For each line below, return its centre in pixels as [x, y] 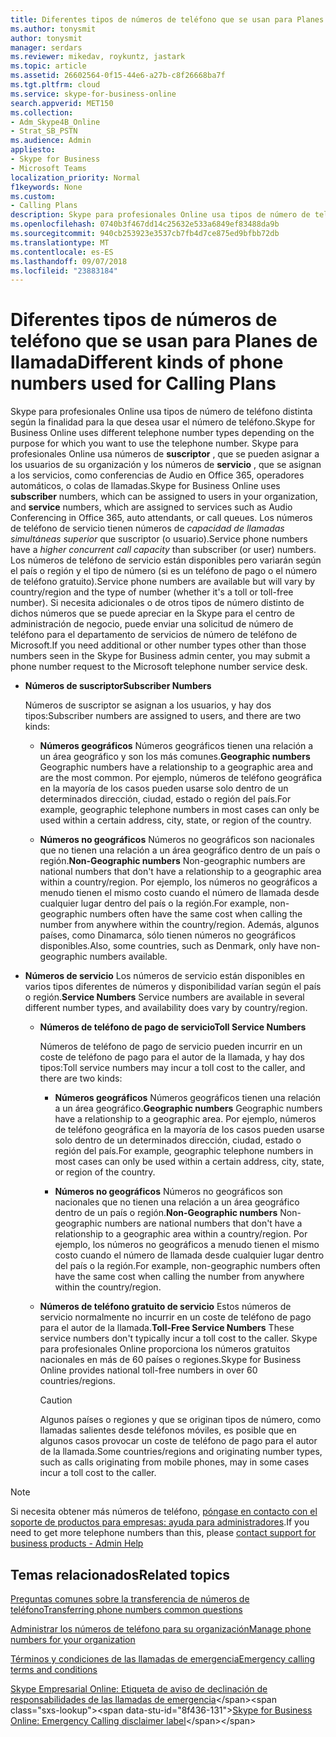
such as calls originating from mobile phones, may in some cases [174, 1462]
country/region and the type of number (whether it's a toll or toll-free [152, 592]
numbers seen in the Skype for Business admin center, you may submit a [160, 656]
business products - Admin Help [77, 1543]
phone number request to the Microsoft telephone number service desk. [159, 667]
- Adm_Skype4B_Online [55, 122]
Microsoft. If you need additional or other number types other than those [158, 645]
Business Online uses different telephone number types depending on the [162, 433]
